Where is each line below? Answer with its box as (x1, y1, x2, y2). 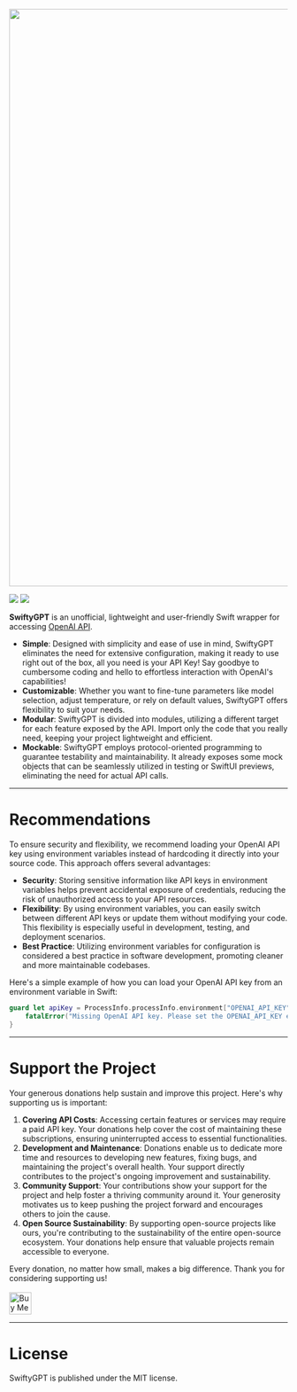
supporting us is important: (9, 1097, 108, 1107)
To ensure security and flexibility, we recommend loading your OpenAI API (9, 839, 280, 849)
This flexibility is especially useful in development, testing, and (21, 922, 250, 933)
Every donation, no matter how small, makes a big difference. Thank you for (9, 1263, 286, 1274)
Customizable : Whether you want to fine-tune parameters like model (21, 685, 274, 696)
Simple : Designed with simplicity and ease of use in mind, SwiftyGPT (21, 638, 274, 649)
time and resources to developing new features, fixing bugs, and (21, 1152, 257, 1162)
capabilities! (21, 676, 66, 686)
